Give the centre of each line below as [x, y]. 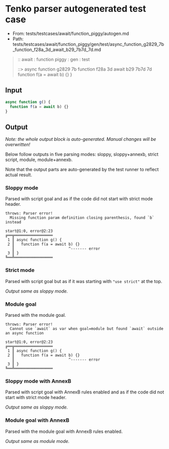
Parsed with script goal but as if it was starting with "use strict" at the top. [84, 281]
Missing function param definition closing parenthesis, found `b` [82, 218]
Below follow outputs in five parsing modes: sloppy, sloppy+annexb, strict [82, 154]
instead [13, 222]
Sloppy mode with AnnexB [38, 381]
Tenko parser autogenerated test [76, 9]
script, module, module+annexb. [39, 160]
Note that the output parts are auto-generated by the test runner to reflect [82, 170]
